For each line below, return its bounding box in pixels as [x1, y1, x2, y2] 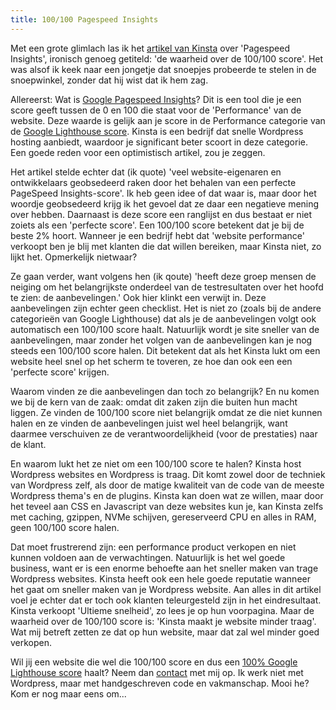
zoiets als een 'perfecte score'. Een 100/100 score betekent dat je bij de [10, 219, 305, 231]
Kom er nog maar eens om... [10, 687, 127, 700]
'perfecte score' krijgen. [10, 366, 110, 378]
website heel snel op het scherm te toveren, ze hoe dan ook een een [10, 355, 293, 367]
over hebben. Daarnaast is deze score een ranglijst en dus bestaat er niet [10, 208, 313, 220]
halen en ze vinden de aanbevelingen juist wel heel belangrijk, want [10, 417, 288, 429]
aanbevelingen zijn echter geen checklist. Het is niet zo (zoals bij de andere [10, 302, 322, 314]
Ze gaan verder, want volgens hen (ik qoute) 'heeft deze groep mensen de [10, 270, 317, 282]
